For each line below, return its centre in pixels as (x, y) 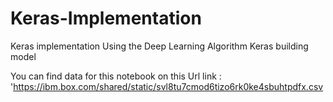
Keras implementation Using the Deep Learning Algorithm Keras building (159, 46)
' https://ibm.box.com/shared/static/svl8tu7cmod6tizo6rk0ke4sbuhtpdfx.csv (167, 86)
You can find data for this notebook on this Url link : (116, 76)
